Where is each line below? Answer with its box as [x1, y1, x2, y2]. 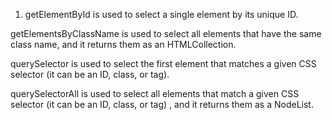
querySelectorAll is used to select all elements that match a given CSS [10, 88, 300, 99]
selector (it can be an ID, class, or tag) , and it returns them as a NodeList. [10, 99, 314, 110]
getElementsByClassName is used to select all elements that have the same [10, 28, 322, 39]
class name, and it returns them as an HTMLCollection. [10, 39, 237, 50]
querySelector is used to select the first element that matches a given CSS [10, 58, 317, 69]
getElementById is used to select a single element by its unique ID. [24, 9, 299, 20]
